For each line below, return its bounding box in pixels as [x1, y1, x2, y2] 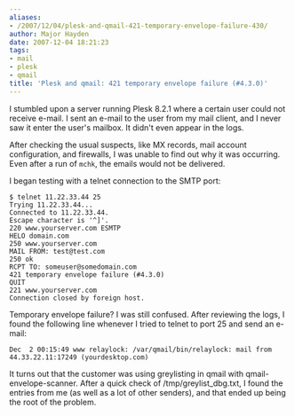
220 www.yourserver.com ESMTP [9, 224, 122, 232]
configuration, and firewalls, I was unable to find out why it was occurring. [9, 148, 281, 160]
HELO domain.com [9, 232, 69, 240]
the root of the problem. [9, 396, 97, 407]
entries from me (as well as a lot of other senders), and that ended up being [9, 387, 286, 397]
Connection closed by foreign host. [9, 294, 145, 302]
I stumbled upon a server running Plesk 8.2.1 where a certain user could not [9, 103, 286, 114]
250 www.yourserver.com [9, 239, 98, 248]
